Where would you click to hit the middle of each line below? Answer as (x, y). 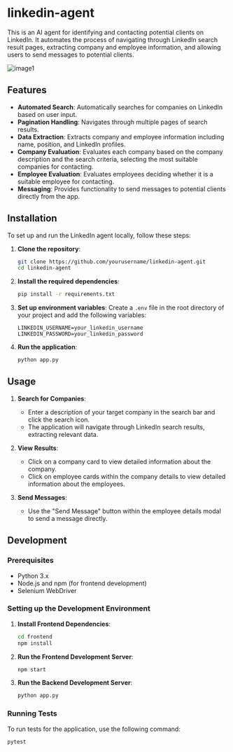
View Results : (38, 448)
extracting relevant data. (63, 434)
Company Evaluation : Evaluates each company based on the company (120, 151)
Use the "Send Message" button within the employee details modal (125, 511)
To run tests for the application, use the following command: (94, 729)
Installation (32, 218)
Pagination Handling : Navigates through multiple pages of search (112, 122)
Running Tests (32, 713)
